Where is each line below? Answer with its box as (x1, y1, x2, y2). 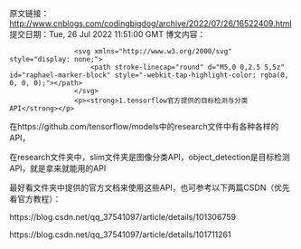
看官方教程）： (9, 194, 61, 204)
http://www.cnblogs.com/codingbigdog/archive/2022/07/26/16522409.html (9, 18, 292, 29)
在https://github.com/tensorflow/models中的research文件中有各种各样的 (9, 121, 279, 131)
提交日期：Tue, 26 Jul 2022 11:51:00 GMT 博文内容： (9, 29, 206, 39)
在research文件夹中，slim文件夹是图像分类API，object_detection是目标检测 (9, 152, 291, 162)
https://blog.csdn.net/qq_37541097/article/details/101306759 (9, 212, 237, 222)
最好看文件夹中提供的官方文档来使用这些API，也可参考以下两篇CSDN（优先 (9, 182, 291, 193)
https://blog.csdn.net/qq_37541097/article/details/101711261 (9, 229, 231, 240)
